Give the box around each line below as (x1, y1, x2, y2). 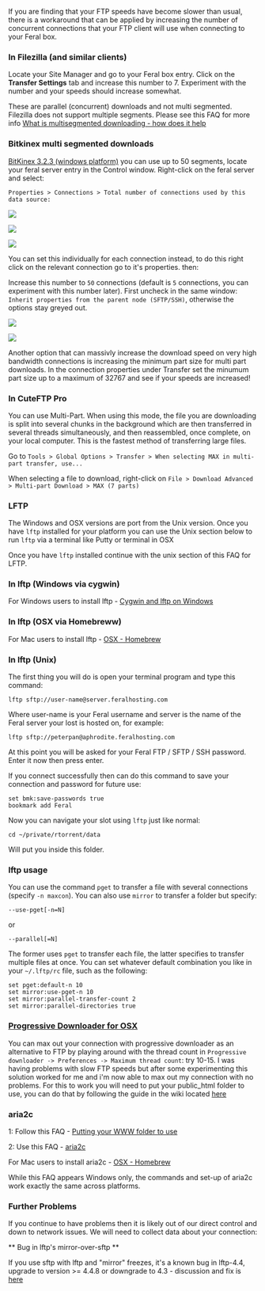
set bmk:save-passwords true (8, 795, 104, 803)
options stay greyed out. (8, 302, 88, 312)
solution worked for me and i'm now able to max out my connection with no (8, 1072, 254, 1081)
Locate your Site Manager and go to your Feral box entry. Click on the (8, 70, 236, 79)
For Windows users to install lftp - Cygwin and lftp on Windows (8, 597, 214, 606)
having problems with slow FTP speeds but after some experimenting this (8, 1064, 248, 1073)
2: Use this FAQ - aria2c (8, 1141, 86, 1151)
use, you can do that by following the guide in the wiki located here (8, 1088, 227, 1099)
